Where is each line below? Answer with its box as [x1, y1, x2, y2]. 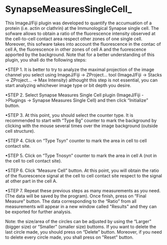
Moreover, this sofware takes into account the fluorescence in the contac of [5, 41, 161, 47]
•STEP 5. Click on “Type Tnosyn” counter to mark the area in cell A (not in [5, 153, 157, 159]
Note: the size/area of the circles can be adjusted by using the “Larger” [5, 218, 152, 224]
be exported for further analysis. [5, 209, 72, 215]
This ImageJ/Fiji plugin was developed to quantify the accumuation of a [5, 20, 152, 26]
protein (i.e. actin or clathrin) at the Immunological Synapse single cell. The [5, 25, 159, 31]
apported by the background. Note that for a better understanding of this [5, 51, 155, 58]
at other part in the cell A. [5, 178, 57, 184]
